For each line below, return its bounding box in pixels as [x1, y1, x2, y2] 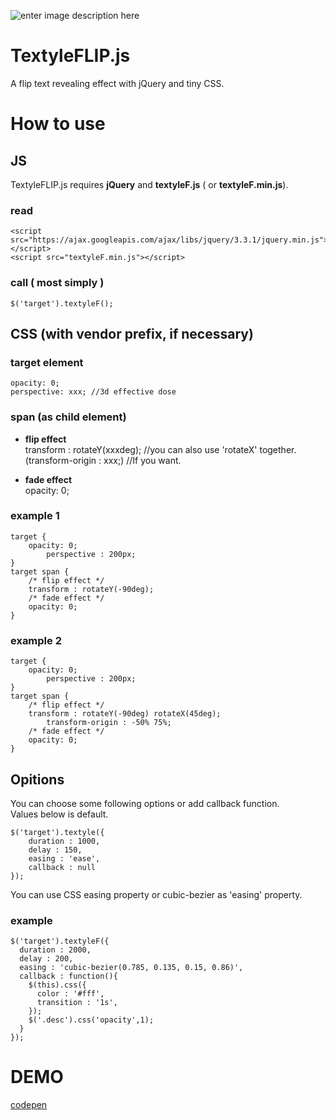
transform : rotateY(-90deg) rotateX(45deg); [28, 709, 222, 719]
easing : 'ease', [28, 853, 101, 864]
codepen [10, 1099, 48, 1111]
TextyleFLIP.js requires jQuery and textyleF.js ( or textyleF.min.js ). [10, 178, 289, 190]
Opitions [10, 771, 65, 788]
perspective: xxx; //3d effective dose [10, 387, 177, 397]
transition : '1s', [36, 998, 118, 1008]
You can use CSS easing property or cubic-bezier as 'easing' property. [10, 888, 303, 900]
